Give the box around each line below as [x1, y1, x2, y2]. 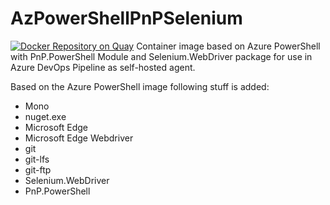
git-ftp [24, 163, 52, 176]
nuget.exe [24, 110, 67, 122]
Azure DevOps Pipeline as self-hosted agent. [10, 61, 196, 73]
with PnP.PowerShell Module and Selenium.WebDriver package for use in [10, 50, 313, 62]
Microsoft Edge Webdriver [24, 132, 134, 144]
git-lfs [24, 153, 50, 165]
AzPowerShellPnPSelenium [10, 7, 243, 30]
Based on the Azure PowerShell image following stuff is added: [10, 80, 270, 92]
